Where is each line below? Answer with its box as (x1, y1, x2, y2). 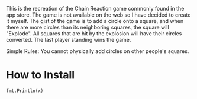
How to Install (6, 68, 75, 82)
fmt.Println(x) (6, 88, 44, 94)
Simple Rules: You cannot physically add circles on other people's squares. (6, 48, 189, 55)
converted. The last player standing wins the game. (6, 37, 131, 43)
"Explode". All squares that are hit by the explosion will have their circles (6, 30, 182, 37)
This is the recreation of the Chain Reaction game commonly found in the (6, 5, 185, 12)
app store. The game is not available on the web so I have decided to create (6, 11, 191, 18)
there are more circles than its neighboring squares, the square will (6, 24, 170, 31)
